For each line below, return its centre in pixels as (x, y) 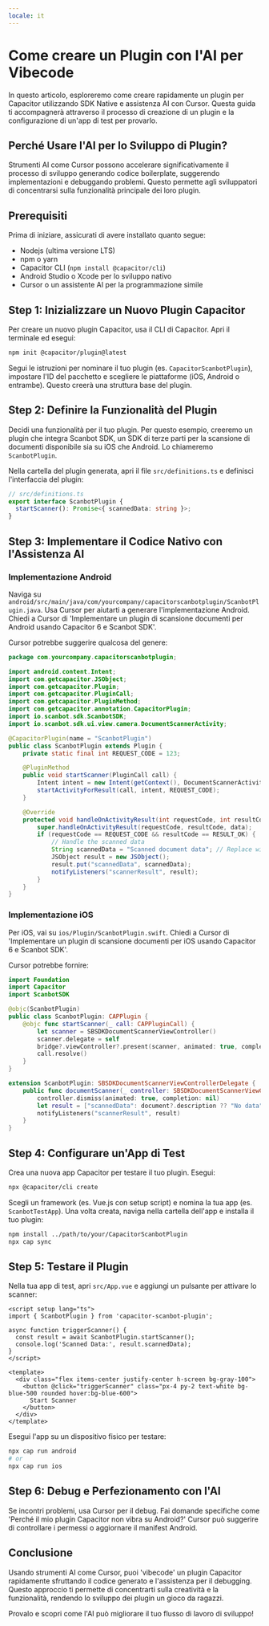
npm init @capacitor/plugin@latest (68, 353)
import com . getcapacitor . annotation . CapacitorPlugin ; (100, 709)
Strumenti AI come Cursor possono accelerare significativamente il (119, 165)
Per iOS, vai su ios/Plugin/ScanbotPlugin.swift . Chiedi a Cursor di (119, 932)
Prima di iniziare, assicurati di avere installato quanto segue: (107, 235)
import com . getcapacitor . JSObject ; (68, 679)
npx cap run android (43, 1451)
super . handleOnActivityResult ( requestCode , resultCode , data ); (145, 827)
